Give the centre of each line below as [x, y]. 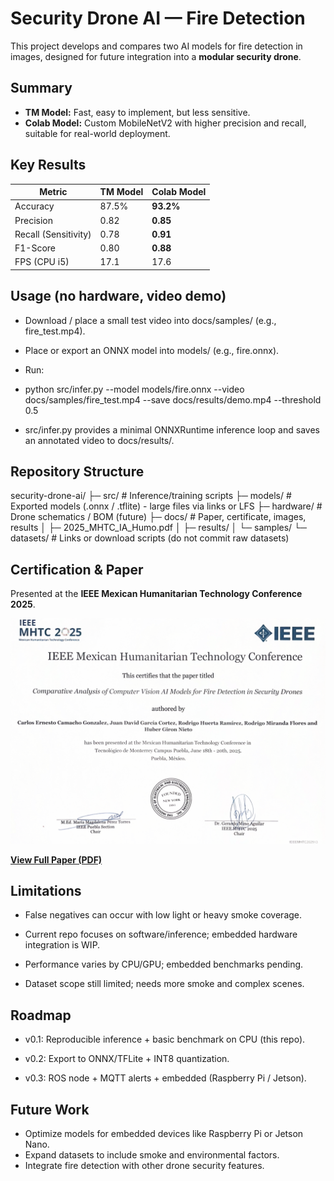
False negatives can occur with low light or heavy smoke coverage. [163, 915]
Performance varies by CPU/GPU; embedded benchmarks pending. [164, 964]
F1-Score [35, 248]
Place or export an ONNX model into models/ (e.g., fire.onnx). [152, 350]
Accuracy [34, 206]
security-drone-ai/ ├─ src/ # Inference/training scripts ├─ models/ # [151, 496]
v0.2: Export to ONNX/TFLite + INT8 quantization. [127, 1059]
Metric [53, 192]
